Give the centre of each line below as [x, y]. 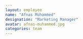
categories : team [24, 29]
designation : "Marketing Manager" [42, 19]
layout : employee [24, 10]
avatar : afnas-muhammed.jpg [35, 24]
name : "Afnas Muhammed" [31, 15]
